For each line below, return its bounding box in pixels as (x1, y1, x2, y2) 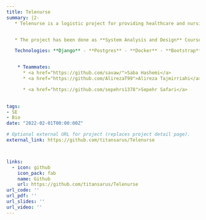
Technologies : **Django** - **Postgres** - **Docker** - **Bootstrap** (14, 48, 202, 54)
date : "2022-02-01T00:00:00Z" (6, 120, 84, 127)
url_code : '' (6, 187, 40, 193)
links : (6, 158, 23, 165)
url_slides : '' (6, 199, 45, 205)
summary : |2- (6, 15, 40, 21)
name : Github (17, 175, 51, 182)
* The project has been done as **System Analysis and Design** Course (14, 37, 202, 43)
